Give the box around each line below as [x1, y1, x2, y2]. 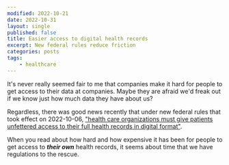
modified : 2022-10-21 [7, 10, 69, 17]
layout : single [7, 23, 51, 29]
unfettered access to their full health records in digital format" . [7, 122, 183, 130]
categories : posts [7, 49, 59, 55]
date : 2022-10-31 [7, 16, 57, 23]
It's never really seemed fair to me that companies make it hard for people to [7, 79, 223, 88]
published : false [7, 29, 57, 36]
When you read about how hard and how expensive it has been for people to [7, 135, 223, 144]
